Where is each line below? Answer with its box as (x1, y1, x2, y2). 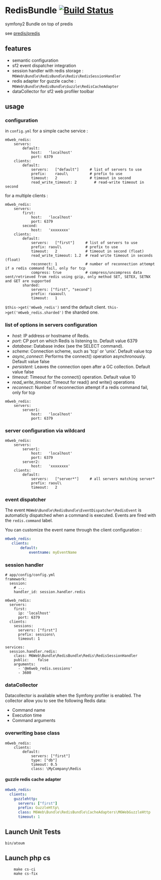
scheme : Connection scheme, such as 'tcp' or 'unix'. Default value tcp (12, 348, 152, 354)
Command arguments (12, 718, 56, 723)
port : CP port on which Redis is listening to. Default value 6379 (12, 338, 138, 344)
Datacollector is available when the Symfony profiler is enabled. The (5, 693, 142, 699)
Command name (12, 707, 46, 713)
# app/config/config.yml (5, 573, 55, 578)
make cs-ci (14, 867, 36, 872)
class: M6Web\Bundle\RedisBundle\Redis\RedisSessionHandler (14, 653, 138, 658)
